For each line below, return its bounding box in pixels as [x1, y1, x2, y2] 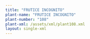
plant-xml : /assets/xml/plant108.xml [5, 21, 85, 27]
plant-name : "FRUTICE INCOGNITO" [5, 12, 76, 17]
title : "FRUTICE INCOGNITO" [5, 7, 65, 13]
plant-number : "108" [5, 17, 49, 22]
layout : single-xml [5, 26, 47, 31]
